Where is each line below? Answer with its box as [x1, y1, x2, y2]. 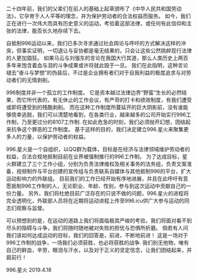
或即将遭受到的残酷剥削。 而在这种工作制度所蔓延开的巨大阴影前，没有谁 [6, 104, 183, 111]
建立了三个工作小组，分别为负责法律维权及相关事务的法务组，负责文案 [16, 161, 187, 167]
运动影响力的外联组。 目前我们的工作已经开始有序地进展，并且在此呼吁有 [6, 175, 183, 182]
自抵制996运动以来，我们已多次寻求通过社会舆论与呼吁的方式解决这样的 [6, 40, 181, 46]
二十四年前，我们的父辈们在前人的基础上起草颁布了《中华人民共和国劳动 [6, 5, 181, 12]
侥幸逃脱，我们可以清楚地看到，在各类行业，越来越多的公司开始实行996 [11, 111, 187, 118]
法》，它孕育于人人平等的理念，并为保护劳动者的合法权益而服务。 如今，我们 [6, 12, 191, 19]
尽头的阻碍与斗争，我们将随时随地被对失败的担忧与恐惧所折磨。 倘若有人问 [6, 224, 189, 231]
